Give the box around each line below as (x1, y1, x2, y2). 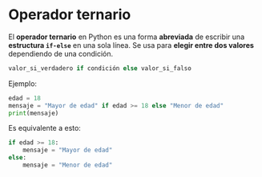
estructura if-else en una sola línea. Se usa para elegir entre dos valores (8, 40, 255, 49)
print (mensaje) (8, 109, 59, 117)
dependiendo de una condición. (8, 49, 114, 58)
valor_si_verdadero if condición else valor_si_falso (8, 64, 192, 73)
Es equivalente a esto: (8, 124, 82, 133)
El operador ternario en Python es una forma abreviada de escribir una (8, 32, 245, 41)
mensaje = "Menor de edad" (22, 161, 113, 169)
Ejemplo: (8, 78, 38, 88)
